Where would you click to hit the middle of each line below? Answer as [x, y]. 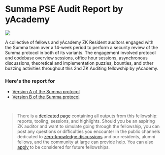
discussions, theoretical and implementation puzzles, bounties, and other [79, 63]
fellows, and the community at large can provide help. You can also [85, 142]
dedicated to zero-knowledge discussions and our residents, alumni [86, 137]
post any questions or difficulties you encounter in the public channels [88, 131]
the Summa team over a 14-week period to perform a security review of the [82, 47]
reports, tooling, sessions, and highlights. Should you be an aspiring [86, 121]
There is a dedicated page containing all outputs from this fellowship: [87, 116]
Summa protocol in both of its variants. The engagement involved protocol [81, 52]
